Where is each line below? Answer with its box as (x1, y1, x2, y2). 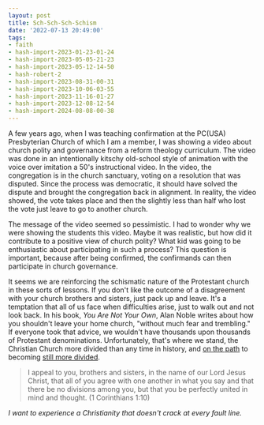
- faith (8, 41, 34, 49)
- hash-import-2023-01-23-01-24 (8, 48, 114, 56)
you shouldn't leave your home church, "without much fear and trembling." (8, 319, 251, 328)
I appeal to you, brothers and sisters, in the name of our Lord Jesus (27, 368, 247, 377)
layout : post (8, 11, 51, 20)
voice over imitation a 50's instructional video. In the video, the (8, 163, 212, 171)
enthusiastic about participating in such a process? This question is (8, 245, 227, 254)
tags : (8, 33, 26, 42)
